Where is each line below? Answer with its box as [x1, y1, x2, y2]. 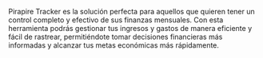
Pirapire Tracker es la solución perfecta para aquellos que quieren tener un [8, 7, 255, 16]
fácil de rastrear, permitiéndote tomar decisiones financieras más [8, 32, 223, 41]
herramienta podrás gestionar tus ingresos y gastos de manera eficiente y [8, 24, 253, 33]
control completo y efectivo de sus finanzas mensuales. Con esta [8, 15, 224, 25]
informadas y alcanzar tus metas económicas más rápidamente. [8, 41, 220, 50]
